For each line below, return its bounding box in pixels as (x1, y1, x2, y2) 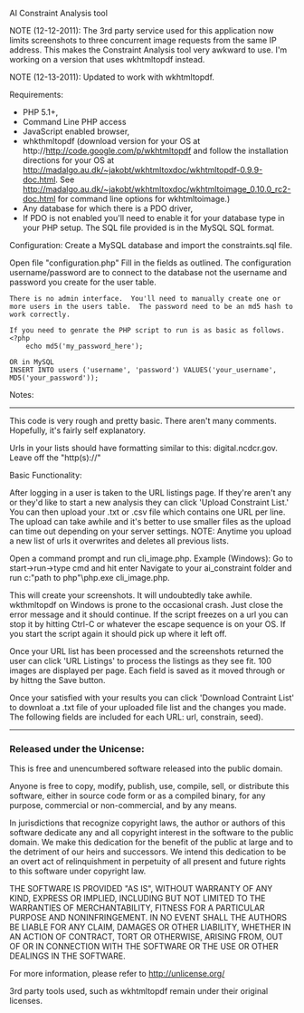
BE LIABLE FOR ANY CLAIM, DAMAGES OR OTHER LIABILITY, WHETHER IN (9, 921, 291, 932)
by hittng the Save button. (9, 675, 106, 685)
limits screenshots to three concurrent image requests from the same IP (9, 35, 278, 45)
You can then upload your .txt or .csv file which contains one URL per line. (9, 506, 286, 517)
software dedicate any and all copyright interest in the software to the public (9, 827, 294, 838)
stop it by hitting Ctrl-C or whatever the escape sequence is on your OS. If (9, 619, 287, 629)
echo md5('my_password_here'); (25, 342, 144, 351)
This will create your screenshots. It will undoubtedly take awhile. (9, 590, 253, 601)
